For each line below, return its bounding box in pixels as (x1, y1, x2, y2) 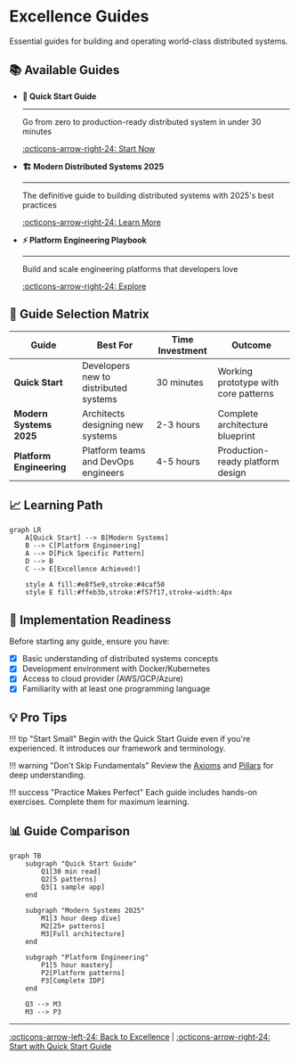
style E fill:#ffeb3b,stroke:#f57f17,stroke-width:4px (25, 588, 233, 597)
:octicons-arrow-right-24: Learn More (21, 217, 162, 227)
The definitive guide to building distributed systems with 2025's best (21, 190, 274, 201)
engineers (82, 466, 125, 479)
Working (217, 365, 254, 377)
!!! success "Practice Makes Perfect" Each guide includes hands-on (9, 787, 258, 798)
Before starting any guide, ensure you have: (9, 636, 170, 647)
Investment (158, 344, 207, 357)
